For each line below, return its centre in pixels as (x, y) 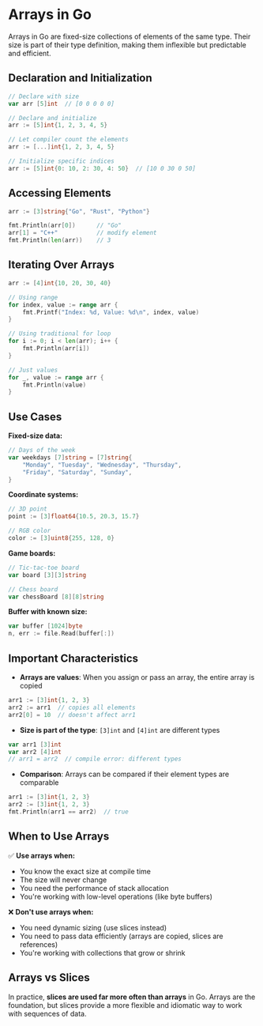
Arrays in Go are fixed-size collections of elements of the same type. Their (130, 36)
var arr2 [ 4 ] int (35, 752)
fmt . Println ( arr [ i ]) (56, 349)
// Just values (33, 370)
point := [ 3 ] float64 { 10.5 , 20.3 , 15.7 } (74, 517)
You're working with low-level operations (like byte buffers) (116, 896)
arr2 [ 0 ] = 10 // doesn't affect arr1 (72, 715)
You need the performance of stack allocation (94, 888)
